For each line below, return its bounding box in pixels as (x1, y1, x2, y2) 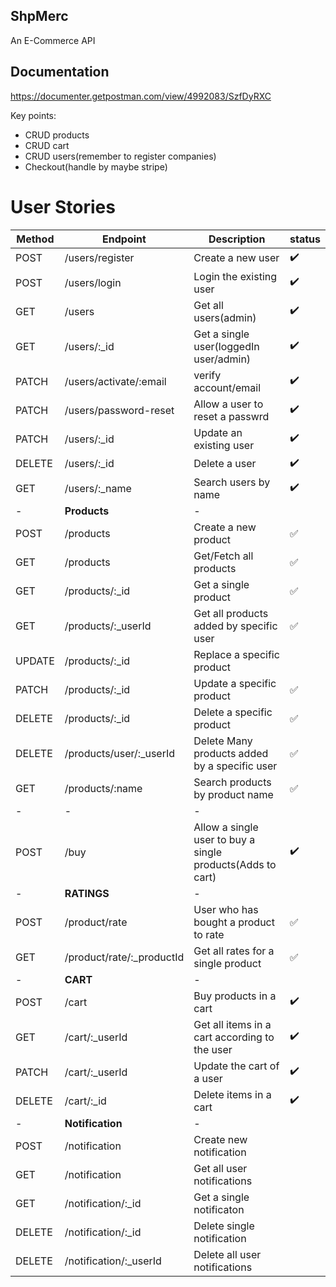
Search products (193, 775, 272, 789)
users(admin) (193, 310, 257, 324)
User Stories (10, 195, 116, 218)
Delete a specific (193, 705, 273, 719)
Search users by (193, 475, 271, 489)
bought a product (193, 915, 275, 929)
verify (193, 368, 222, 382)
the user (193, 1042, 233, 1056)
